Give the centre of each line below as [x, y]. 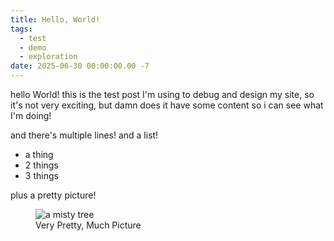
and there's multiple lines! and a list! [84, 135]
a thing [39, 154]
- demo [33, 47]
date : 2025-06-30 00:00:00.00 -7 [80, 66]
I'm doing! [31, 115]
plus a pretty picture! [53, 195]
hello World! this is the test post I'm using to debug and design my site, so [162, 94]
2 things [41, 165]
